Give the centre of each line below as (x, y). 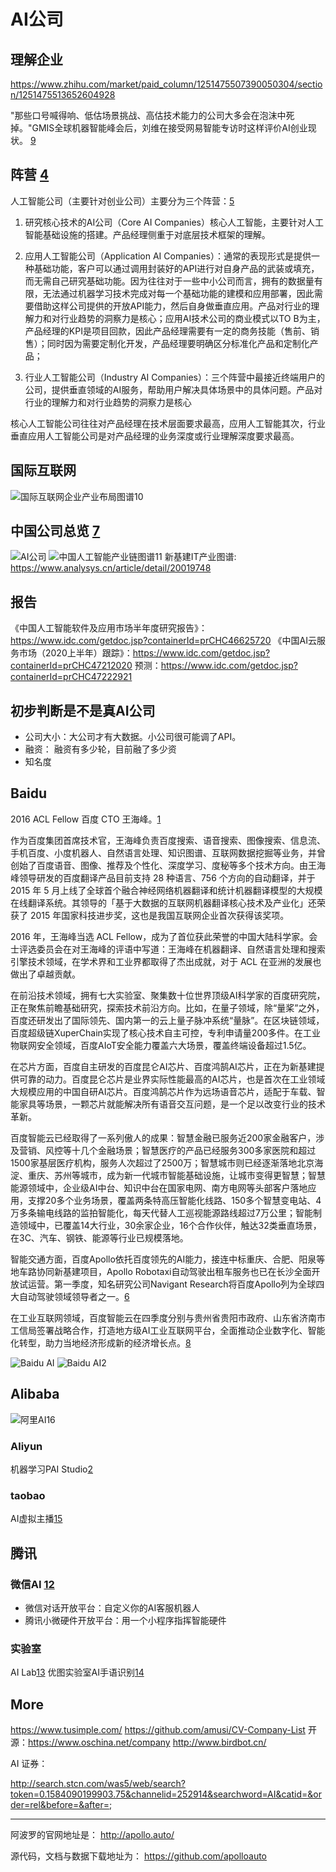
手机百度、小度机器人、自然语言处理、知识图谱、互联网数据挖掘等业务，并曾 (168, 852)
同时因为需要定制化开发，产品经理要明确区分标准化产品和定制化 (178, 343)
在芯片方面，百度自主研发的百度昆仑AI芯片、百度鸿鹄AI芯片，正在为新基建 (163, 1066)
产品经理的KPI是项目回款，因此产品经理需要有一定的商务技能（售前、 (167, 331)
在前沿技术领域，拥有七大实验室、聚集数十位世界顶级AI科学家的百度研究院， (168, 995)
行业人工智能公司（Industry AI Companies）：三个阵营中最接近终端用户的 (174, 377)
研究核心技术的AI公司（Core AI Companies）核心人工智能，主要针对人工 (174, 222)
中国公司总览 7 (55, 531)
